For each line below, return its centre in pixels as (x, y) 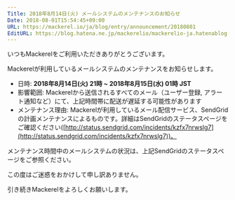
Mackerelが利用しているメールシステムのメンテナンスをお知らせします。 (112, 69)
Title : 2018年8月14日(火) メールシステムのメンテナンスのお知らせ (94, 14)
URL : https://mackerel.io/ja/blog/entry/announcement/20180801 (102, 27)
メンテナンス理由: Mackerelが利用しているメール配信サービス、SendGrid (123, 110)
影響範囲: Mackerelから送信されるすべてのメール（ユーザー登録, (110, 92)
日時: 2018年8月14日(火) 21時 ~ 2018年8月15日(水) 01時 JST (104, 84)
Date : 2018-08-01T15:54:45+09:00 (56, 20)
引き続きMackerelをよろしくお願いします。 (69, 190)
